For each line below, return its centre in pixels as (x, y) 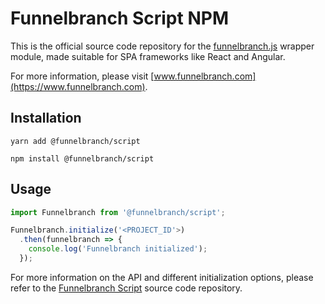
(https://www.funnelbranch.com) (78, 86)
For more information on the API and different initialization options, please (162, 277)
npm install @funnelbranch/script (82, 158)
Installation (46, 118)
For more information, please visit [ (82, 76)
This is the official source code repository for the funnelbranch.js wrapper (162, 46)
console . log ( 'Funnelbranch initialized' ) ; (118, 249)
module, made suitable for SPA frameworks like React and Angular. (148, 56)
